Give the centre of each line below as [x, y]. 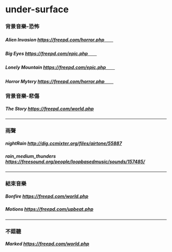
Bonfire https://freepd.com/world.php [47, 196]
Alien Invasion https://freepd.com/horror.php [55, 40]
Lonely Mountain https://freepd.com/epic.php [56, 67]
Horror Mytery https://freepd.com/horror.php [55, 81]
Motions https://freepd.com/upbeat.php [49, 209]
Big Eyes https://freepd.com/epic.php [47, 54]
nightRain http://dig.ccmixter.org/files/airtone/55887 [64, 143]
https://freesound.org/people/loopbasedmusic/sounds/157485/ [75, 162]
